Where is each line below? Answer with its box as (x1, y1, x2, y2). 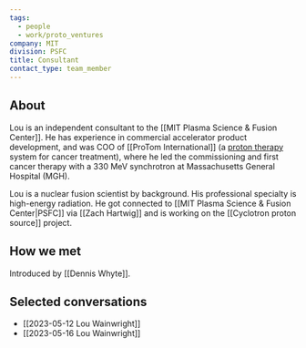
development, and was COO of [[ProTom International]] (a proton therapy (9, 141, 284, 152)
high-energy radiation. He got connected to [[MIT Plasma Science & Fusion (9, 198, 291, 209)
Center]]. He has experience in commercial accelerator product (9, 131, 248, 142)
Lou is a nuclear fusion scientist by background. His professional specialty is (9, 188, 297, 199)
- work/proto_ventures (17, 30, 104, 39)
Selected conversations (9, 293, 148, 310)
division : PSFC (9, 47, 67, 56)
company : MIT (9, 38, 59, 48)
